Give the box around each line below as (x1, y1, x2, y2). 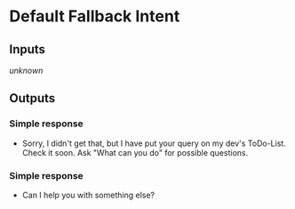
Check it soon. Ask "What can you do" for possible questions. (21, 147, 249, 157)
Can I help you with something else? (21, 189, 155, 200)
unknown (9, 65, 44, 76)
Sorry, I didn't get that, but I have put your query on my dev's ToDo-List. (21, 138, 286, 149)
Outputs (9, 91, 56, 106)
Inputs (9, 42, 46, 57)
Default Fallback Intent (9, 6, 180, 27)
